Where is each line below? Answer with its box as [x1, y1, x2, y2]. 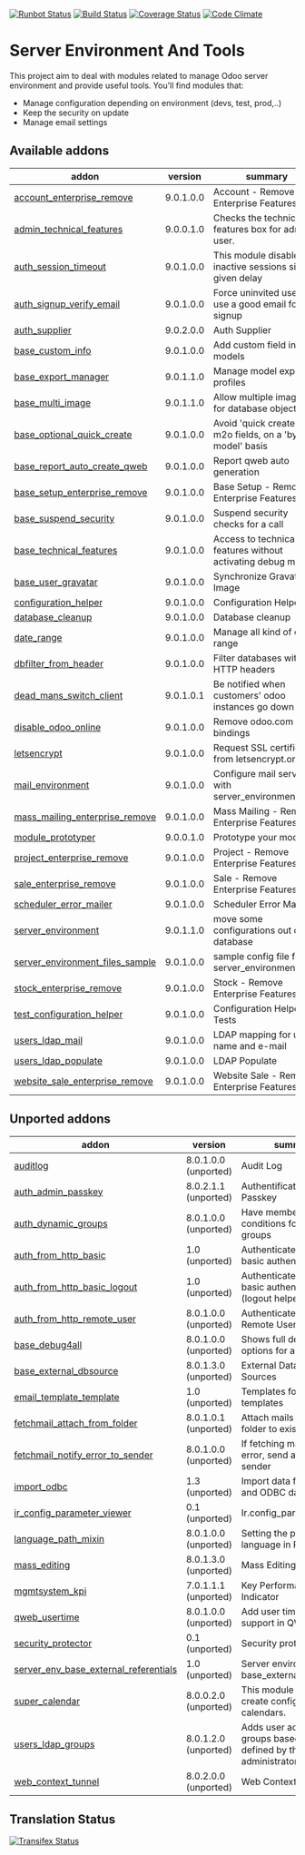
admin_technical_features [14, 222, 123, 235]
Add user [241, 1605, 280, 1617]
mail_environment [14, 779, 90, 791]
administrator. [241, 1754, 301, 1767]
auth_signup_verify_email [14, 298, 121, 310]
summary [245, 170, 289, 182]
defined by [241, 1743, 288, 1756]
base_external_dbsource [14, 1364, 119, 1377]
